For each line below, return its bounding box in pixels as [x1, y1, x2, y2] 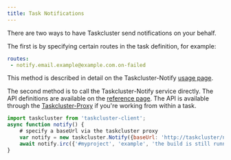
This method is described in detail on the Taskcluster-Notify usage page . [7, 74, 214, 82]
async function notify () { [7, 121, 85, 129]
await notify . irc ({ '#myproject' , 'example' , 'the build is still [19, 140, 211, 147]
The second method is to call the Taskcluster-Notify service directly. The [7, 87, 214, 96]
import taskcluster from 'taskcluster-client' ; [7, 115, 146, 122]
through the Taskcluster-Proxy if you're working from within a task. [7, 102, 197, 110]
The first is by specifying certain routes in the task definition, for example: [7, 42, 217, 50]
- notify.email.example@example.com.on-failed [10, 62, 146, 68]
